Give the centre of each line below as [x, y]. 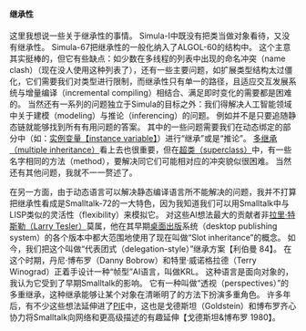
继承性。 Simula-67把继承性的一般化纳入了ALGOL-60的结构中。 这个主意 [154, 47]
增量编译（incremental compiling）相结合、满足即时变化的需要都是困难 [158, 93]
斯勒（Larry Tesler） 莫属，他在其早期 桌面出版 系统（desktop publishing [143, 226]
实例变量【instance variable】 [103, 139]
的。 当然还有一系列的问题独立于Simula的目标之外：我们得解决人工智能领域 [151, 104]
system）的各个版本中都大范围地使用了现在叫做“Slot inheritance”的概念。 [148, 238]
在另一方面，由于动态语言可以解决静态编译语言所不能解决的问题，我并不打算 [153, 192]
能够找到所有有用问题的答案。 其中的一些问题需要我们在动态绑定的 [158, 127]
